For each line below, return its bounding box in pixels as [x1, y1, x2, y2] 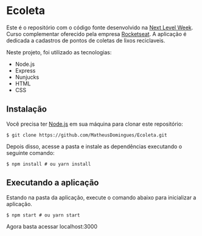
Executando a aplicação [6, 177, 99, 188]
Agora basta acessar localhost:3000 [6, 223, 97, 230]
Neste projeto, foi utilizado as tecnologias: [6, 48, 112, 55]
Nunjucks [15, 73, 40, 80]
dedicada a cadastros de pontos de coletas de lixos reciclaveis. [6, 37, 165, 44]
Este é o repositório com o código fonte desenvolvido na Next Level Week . [6, 24, 193, 31]
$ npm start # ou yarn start [6, 212, 80, 218]
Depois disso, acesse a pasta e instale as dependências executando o [6, 143, 183, 150]
